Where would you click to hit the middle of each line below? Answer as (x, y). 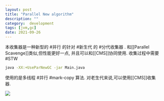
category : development (30, 23)
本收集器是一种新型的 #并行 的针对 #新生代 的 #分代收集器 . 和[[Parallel (77, 47)
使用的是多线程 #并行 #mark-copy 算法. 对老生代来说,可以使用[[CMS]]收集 (81, 77)
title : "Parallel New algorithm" (40, 14)
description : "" (22, 19)
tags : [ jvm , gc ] (21, 28)
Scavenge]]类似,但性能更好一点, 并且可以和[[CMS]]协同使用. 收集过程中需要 (82, 53)
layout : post (19, 10)
